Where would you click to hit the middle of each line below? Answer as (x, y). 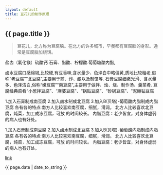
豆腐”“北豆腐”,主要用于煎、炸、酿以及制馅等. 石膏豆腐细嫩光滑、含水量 (86, 79)
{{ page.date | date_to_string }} (36, 167)
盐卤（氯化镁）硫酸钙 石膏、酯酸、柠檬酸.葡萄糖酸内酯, (60, 62)
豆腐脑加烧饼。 (41, 52)
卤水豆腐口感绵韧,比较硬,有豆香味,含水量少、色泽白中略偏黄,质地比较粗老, (79, 73)
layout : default (21, 9)
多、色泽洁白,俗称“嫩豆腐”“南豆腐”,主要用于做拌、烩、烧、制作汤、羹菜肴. (79, 85)
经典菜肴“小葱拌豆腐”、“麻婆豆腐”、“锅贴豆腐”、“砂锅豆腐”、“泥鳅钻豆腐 (81, 91)
